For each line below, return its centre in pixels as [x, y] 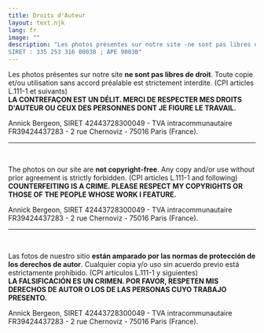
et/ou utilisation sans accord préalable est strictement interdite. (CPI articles [131, 83]
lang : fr [22, 30]
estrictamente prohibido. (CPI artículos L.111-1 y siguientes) [103, 273]
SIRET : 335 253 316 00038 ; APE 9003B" [75, 52]
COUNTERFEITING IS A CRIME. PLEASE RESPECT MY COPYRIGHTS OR [126, 186]
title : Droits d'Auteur [47, 15]
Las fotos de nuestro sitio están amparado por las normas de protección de [132, 256]
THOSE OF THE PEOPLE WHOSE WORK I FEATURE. [92, 194]
